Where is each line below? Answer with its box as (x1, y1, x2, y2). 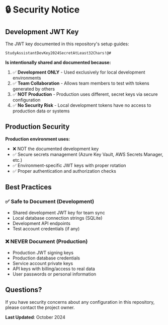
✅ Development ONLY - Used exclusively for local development (12, 69, 145, 75)
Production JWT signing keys (12, 249, 74, 255)
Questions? (5, 286, 42, 294)
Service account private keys (12, 260, 73, 266)
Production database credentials (12, 255, 80, 261)
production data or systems (12, 108, 70, 114)
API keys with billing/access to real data (12, 266, 96, 272)
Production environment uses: (5, 136, 70, 142)
